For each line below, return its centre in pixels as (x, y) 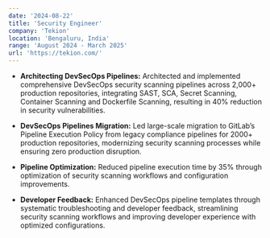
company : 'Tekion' (39, 31)
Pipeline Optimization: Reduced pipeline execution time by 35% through (141, 167)
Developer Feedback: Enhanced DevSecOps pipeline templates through (140, 199)
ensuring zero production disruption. (81, 151)
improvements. (45, 184)
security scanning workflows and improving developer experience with (138, 217)
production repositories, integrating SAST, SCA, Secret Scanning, (129, 93)
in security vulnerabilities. (63, 110)
